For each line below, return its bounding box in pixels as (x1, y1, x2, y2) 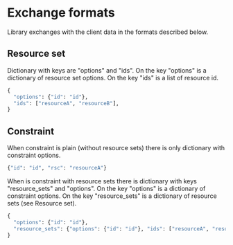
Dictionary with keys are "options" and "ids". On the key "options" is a (7, 66, 207, 74)
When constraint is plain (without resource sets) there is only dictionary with (7, 144, 225, 152)
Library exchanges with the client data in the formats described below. (7, 28, 209, 36)
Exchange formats (7, 5, 116, 21)
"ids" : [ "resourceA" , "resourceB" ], (13, 100, 119, 107)
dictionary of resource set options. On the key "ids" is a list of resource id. (7, 73, 219, 82)
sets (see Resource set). (7, 199, 77, 207)
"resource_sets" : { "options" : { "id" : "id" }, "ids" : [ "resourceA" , (13, 225, 209, 233)
